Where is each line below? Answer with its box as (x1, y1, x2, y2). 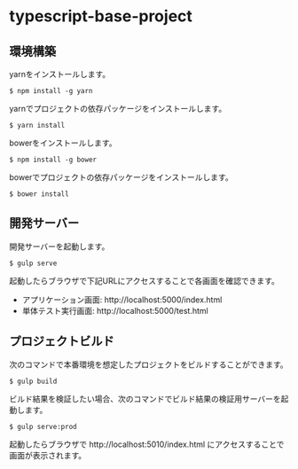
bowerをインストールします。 (9, 137, 117, 148)
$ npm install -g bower (9, 155, 98, 164)
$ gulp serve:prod (9, 422, 77, 431)
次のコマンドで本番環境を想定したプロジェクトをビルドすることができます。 (9, 359, 288, 370)
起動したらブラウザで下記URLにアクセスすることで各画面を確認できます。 (9, 275, 279, 285)
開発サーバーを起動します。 (9, 241, 110, 252)
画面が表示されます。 (9, 449, 87, 460)
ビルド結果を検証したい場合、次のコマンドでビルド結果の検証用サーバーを (9, 393, 281, 404)
